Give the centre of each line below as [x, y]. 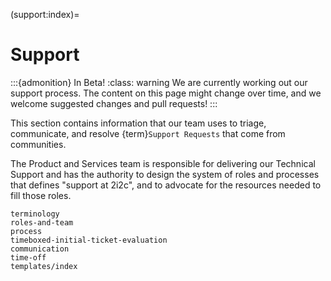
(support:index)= [45, 14]
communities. [38, 144]
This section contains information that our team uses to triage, [138, 123]
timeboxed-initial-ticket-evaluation [89, 240]
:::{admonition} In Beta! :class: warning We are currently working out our [159, 82]
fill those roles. [41, 195]
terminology [35, 214]
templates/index [44, 266]
